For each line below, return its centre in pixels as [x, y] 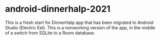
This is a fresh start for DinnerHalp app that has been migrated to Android [79, 22]
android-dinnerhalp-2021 [58, 9]
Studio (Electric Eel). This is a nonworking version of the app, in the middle [80, 27]
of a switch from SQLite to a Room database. [50, 33]
